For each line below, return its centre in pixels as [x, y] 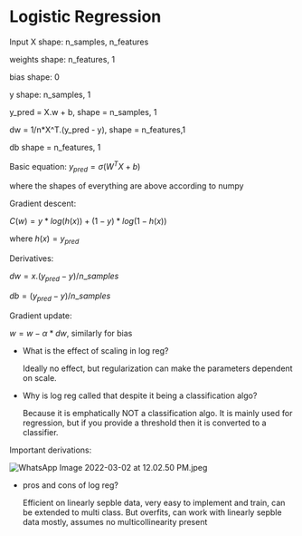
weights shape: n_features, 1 [62, 59]
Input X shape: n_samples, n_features [79, 42]
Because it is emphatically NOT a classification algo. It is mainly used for [157, 413]
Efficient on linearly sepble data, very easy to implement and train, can [154, 502]
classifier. [40, 432]
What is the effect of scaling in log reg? [95, 350]
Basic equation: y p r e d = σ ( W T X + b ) [75, 166]
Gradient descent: [43, 204]
